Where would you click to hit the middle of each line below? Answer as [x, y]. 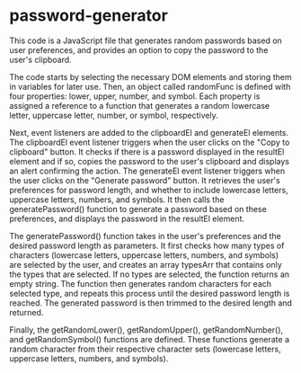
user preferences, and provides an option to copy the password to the [139, 49]
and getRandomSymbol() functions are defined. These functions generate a [150, 339]
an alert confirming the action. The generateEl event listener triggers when [147, 171]
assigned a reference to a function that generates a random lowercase [140, 105]
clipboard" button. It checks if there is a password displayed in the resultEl [147, 151]
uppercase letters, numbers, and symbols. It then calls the [117, 200]
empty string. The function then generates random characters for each [141, 283]
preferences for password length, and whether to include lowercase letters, [149, 190]
